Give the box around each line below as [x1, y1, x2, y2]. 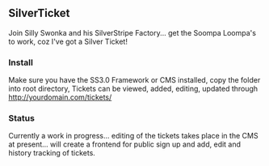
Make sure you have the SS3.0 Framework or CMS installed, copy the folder [8, 75, 261, 85]
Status [8, 113, 35, 124]
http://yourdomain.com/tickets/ [8, 92, 112, 102]
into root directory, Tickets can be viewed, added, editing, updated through [8, 84, 258, 94]
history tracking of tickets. [8, 148, 95, 158]
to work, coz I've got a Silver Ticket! [8, 36, 128, 46]
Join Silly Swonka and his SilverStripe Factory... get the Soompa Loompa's [8, 28, 257, 37]
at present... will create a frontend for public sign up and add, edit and [8, 139, 241, 149]
